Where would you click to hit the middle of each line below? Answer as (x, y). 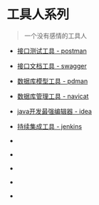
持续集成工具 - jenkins (49, 126)
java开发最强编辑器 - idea (54, 111)
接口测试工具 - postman (52, 51)
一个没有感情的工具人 (55, 36)
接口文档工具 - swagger (52, 65)
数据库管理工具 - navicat (53, 96)
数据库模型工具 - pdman (52, 81)
